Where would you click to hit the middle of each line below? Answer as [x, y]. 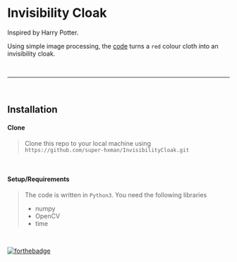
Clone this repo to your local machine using [88, 143]
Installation [32, 110]
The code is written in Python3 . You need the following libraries [116, 194]
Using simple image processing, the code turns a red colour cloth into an [113, 46]
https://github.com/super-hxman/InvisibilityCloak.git [107, 150]
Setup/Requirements [38, 179]
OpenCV [48, 216]
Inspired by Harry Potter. [43, 32]
